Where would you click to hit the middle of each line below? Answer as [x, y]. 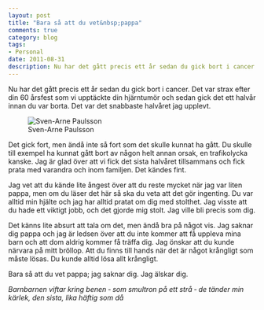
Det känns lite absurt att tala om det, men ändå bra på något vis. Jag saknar [131, 225]
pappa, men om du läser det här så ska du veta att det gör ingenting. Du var [131, 193]
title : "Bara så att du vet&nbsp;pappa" [75, 23]
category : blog [33, 37]
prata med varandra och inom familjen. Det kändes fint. [97, 169]
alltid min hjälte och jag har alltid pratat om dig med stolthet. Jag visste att [128, 201]
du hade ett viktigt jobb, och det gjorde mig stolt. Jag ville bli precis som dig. [132, 210]
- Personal [26, 52]
